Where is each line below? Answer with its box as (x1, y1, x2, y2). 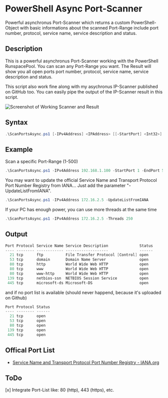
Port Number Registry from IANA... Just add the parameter (5, 183, 126, 189)
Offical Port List (5, 346, 55, 355)
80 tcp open (9, 323, 46, 328)
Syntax (5, 118, 28, 127)
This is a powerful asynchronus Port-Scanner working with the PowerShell (5, 58, 158, 64)
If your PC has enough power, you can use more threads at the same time (5, 207, 157, 212)
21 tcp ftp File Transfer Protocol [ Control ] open (9, 253, 149, 258)
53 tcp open (9, 318, 46, 324)
